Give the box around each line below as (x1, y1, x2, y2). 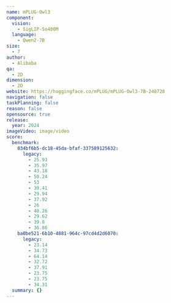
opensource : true (6, 111, 51, 117)
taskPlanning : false (6, 100, 59, 106)
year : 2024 (12, 123, 40, 129)
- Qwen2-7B (17, 37, 45, 43)
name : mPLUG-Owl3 (6, 9, 51, 15)
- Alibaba (12, 60, 37, 66)
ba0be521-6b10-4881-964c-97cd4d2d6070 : (17, 230, 119, 236)
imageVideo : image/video (6, 128, 70, 134)
